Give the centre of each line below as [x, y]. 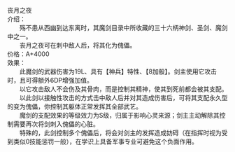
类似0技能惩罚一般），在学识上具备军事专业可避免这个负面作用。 [105, 141]
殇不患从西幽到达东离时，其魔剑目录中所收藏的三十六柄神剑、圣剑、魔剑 [123, 28]
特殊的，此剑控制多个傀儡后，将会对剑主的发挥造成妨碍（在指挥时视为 [120, 133]
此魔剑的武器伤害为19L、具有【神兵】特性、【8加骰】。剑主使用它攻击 [118, 71]
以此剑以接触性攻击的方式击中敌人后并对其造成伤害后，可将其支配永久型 [123, 98]
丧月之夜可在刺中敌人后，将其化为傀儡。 [78, 45]
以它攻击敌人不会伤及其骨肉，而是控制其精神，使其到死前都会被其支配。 [123, 89]
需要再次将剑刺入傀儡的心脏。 [56, 124]
